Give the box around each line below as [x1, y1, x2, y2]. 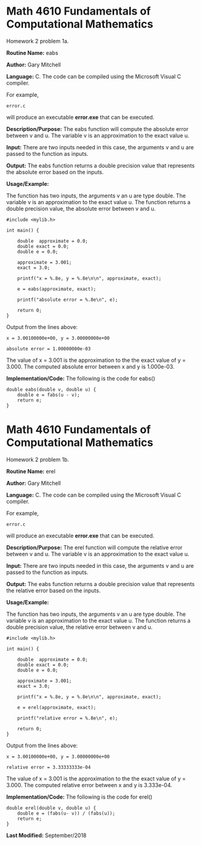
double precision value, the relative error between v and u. [6, 623, 153, 631]
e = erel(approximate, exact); [17, 704, 97, 710]
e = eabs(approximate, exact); [17, 286, 97, 292]
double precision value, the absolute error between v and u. [6, 205, 156, 212]
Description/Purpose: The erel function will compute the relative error [6, 543, 183, 551]
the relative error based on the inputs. [6, 587, 101, 594]
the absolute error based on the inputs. [6, 168, 104, 175]
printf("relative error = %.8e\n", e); [17, 715, 118, 721]
